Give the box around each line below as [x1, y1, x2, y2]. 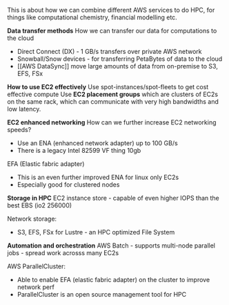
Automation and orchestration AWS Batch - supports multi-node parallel [7, 241, 216, 250]
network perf [17, 283, 55, 291]
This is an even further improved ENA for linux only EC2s [17, 173, 179, 181]
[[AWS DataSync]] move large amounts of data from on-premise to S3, [17, 62, 219, 70]
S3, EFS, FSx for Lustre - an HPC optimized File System [17, 228, 175, 236]
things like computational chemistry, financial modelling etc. [7, 13, 177, 21]
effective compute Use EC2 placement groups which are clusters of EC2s [7, 90, 219, 98]
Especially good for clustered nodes [17, 181, 120, 189]
